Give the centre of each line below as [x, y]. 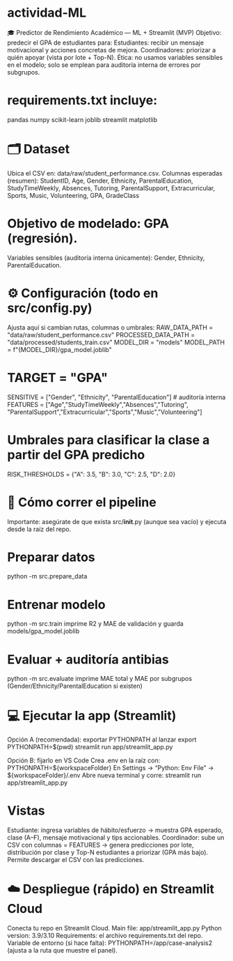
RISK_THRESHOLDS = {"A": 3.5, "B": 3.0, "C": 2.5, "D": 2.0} [91, 474]
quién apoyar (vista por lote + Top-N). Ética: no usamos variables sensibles [115, 57]
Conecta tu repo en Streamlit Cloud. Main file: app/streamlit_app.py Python [115, 928]
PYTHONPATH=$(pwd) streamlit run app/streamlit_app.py [90, 747]
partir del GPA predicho [76, 455]
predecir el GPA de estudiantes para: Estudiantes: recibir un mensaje [105, 43]
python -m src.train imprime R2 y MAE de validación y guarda [96, 624]
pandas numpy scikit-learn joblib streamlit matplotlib [82, 119]
